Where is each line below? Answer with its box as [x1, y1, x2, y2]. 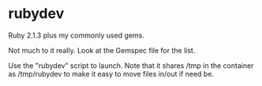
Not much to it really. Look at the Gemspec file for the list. [8, 45, 196, 55]
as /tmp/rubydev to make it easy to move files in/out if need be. [8, 69, 215, 78]
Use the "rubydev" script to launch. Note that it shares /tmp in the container [8, 60, 254, 70]
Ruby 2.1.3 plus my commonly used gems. [8, 30, 144, 40]
